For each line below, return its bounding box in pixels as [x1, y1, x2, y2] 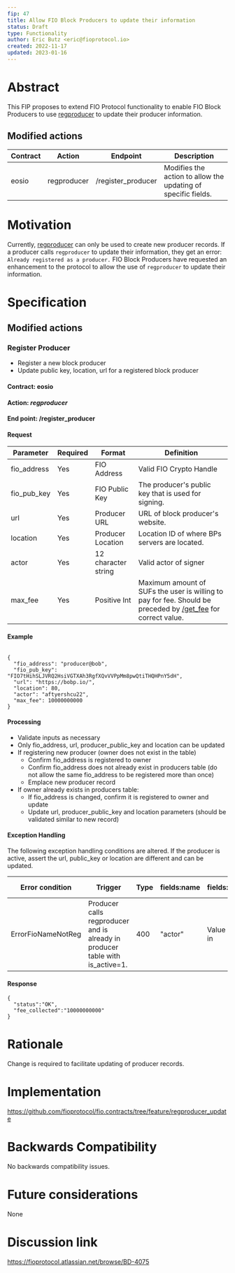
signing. [138, 497, 164, 507]
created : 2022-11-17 [7, 43, 68, 50]
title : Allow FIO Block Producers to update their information [7, 17, 196, 24]
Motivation [7, 217, 72, 233]
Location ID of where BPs [138, 529, 222, 539]
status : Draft [7, 23, 49, 30]
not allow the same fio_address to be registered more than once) [27, 770, 215, 778]
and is [87, 925, 108, 934]
